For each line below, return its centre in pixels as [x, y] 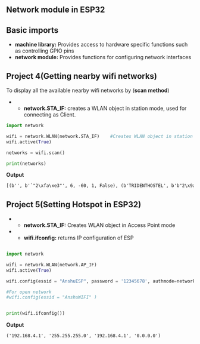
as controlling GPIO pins [44, 51]
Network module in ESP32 [56, 10]
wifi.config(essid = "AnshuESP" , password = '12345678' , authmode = [92, 281]
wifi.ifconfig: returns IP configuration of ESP [79, 238]
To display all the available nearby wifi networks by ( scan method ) [88, 90]
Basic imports [32, 30]
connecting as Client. [50, 115]
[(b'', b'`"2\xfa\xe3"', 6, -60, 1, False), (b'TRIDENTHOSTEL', [87, 186]
